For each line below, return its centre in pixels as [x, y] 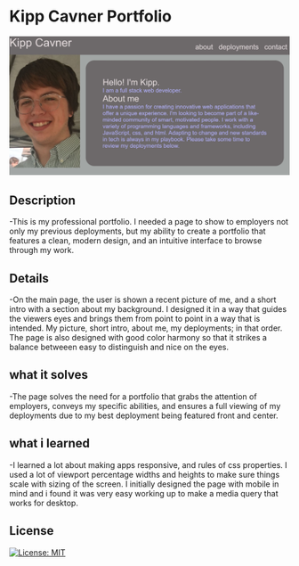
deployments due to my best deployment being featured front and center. [144, 415]
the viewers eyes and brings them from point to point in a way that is [135, 319]
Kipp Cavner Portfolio [90, 16]
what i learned [50, 443]
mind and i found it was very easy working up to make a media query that [144, 493]
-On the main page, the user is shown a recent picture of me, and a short [143, 299]
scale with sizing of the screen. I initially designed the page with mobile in [144, 484]
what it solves [49, 375]
